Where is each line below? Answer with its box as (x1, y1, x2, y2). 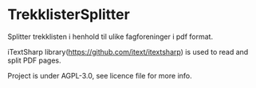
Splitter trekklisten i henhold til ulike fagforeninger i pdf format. (7, 32, 213, 41)
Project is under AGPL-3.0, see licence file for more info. (7, 71, 192, 80)
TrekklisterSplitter (7, 6, 131, 24)
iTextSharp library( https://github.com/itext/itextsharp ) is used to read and (7, 47, 249, 56)
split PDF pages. (7, 55, 61, 65)
